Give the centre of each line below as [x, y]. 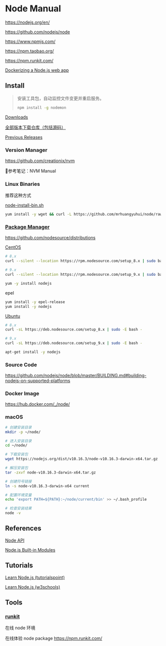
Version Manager [26, 150]
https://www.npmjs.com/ [30, 41]
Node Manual [33, 9]
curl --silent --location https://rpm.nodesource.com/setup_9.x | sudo [80, 275]
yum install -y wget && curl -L [38, 215]
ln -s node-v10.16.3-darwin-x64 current [47, 486]
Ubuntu [13, 316]
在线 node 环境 [20, 628]
